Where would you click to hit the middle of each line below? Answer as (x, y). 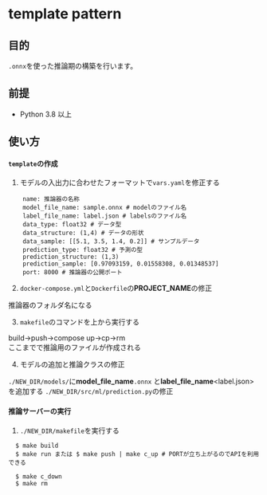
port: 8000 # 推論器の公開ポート (73, 273)
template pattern (65, 14)
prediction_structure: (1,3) (71, 257)
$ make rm (31, 483)
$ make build (37, 446)
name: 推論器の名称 (51, 199)
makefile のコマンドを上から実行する (80, 322)
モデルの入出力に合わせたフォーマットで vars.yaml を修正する (120, 183)
